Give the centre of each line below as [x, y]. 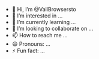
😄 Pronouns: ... [31, 44]
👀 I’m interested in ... [37, 16]
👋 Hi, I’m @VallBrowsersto [44, 9]
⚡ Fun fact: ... [28, 51]
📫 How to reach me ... [40, 35]
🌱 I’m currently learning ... [44, 22]
